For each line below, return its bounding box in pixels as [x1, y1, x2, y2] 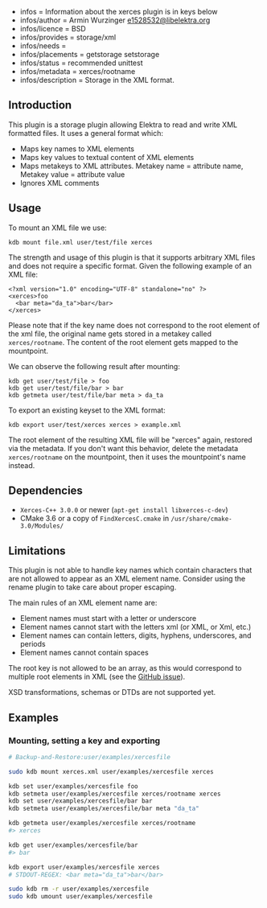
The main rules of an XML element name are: [8, 598, 158, 608]
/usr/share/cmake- [170, 515, 232, 524]
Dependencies [8, 484, 83, 498]
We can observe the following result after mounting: [8, 361, 181, 371]
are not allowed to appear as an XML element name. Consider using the [8, 574, 246, 584]
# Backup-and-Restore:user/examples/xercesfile [8, 753, 171, 761]
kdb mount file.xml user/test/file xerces [8, 238, 153, 246]
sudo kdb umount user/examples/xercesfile [8, 893, 153, 901]
